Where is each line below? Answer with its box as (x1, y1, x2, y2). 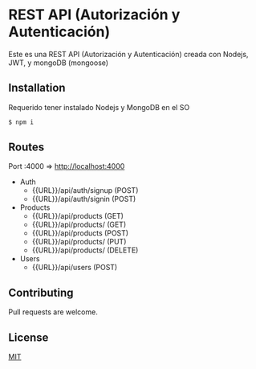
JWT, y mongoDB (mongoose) (8, 58, 109, 68)
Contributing (8, 285, 74, 299)
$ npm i (8, 118, 35, 126)
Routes (8, 141, 45, 154)
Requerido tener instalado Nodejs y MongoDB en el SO (8, 102, 190, 112)
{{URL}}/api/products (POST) (31, 228, 129, 238)
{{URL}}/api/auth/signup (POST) (31, 186, 139, 195)
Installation (8, 81, 66, 95)
